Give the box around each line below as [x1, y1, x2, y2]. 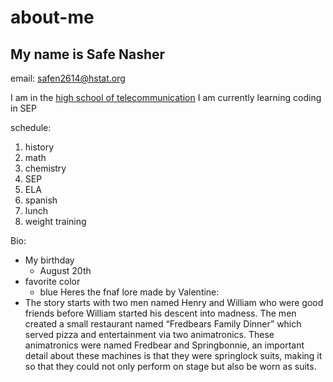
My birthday [24, 254, 75, 266]
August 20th [39, 265, 92, 276]
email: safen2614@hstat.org [10, 72, 126, 84]
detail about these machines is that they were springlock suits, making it [24, 350, 323, 361]
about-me [10, 6, 95, 29]
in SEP [10, 102, 37, 114]
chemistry [24, 162, 67, 174]
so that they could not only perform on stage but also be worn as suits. [24, 361, 317, 372]
